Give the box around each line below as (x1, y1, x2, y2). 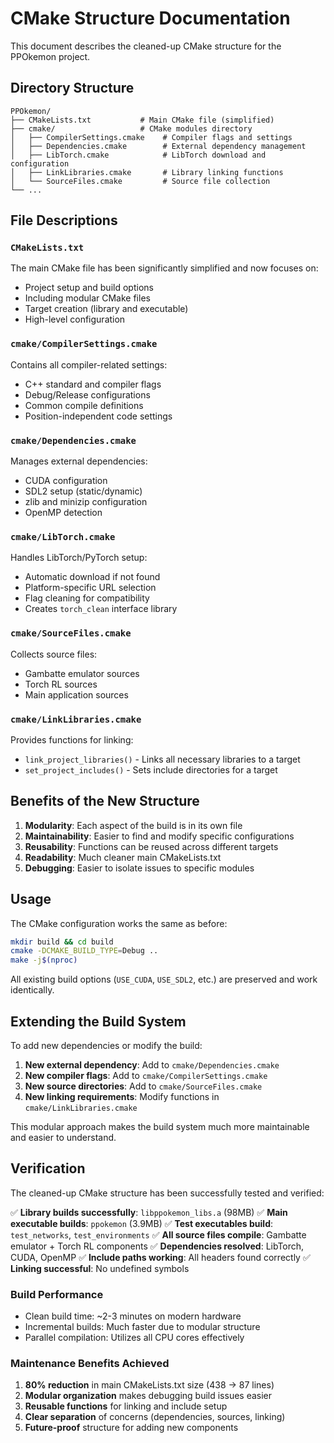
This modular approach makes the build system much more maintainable (10, 1120, 310, 1132)
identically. (10, 984, 55, 996)
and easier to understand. (10, 1131, 117, 1143)
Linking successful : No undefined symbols (10, 1262, 190, 1274)
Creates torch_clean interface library (24, 603, 178, 615)
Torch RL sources (24, 678, 98, 690)
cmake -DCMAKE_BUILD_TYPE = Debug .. (10, 946, 159, 956)
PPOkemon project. (10, 50, 91, 62)
